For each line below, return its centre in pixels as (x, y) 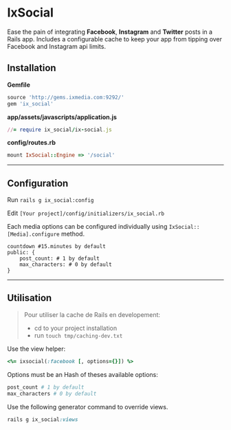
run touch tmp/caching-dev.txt (78, 335)
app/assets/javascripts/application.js (62, 117)
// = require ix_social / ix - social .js (59, 130)
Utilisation (30, 298)
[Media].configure (33, 235)
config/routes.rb (32, 143)
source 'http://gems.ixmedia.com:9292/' (66, 97)
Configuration (38, 183)
